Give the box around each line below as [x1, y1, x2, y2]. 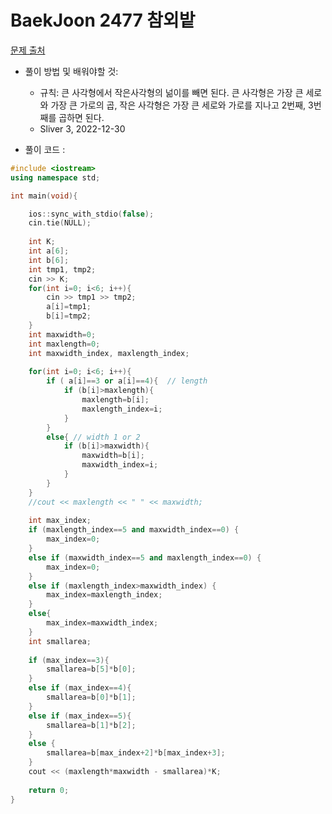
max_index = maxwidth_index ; [46, 618, 159, 628]
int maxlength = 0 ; [28, 339, 101, 349]
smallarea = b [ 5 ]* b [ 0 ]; [46, 664, 137, 675]
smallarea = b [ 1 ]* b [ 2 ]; [46, 720, 137, 730]
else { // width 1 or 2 [46, 432, 141, 442]
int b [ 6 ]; [28, 255, 70, 265]
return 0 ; [28, 785, 70, 795]
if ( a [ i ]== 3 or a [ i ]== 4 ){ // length [46, 376, 208, 386]
